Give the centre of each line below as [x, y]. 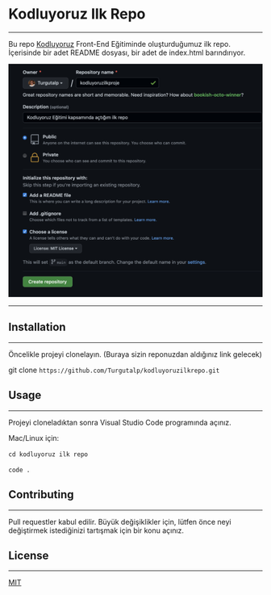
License [29, 555]
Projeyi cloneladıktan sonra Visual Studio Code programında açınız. [120, 422]
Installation [37, 327]
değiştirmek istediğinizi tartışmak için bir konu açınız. [96, 530]
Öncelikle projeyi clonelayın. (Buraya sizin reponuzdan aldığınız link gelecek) [135, 354]
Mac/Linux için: [34, 438]
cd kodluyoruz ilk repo [48, 454]
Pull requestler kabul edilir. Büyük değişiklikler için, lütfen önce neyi [120, 522]
